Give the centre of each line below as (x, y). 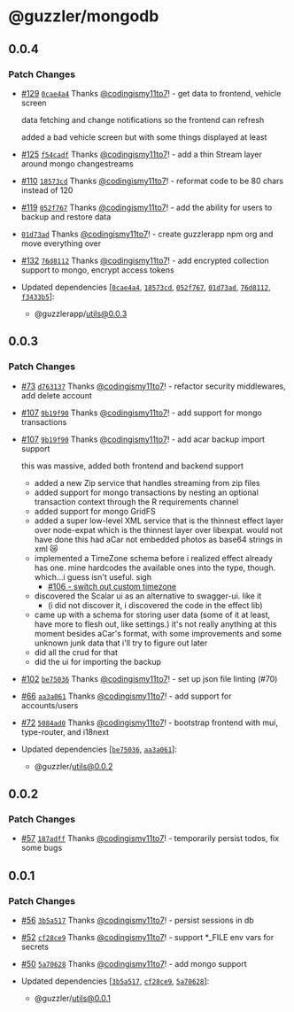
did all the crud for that (76, 652)
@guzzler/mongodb (84, 16)
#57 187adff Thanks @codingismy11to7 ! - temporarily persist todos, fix (150, 838)
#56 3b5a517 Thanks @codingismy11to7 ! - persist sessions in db (137, 920)
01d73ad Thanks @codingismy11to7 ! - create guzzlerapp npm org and (147, 234)
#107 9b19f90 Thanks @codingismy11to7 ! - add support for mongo (141, 413)
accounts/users (50, 705)
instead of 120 (47, 190)
